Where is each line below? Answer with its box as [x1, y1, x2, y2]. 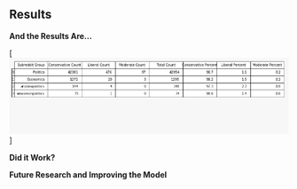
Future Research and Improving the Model [9, 169, 168, 180]
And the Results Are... [9, 30, 93, 41]
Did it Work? [9, 153, 56, 163]
